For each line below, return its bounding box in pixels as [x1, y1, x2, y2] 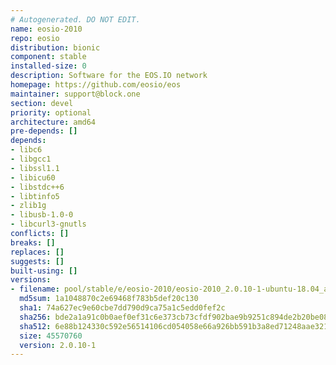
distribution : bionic [10, 42, 101, 53]
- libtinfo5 [10, 191, 60, 201]
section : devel [10, 98, 74, 108]
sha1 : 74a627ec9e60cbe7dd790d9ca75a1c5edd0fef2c [19, 303, 226, 313]
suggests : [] [10, 256, 65, 266]
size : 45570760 [19, 331, 83, 341]
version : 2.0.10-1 [19, 340, 97, 350]
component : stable [10, 52, 87, 62]
